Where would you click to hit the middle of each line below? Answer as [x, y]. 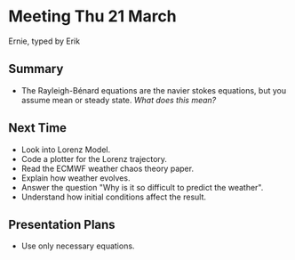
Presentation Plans [62, 224]
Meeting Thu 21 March [92, 16]
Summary [36, 69]
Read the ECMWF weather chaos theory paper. [108, 168]
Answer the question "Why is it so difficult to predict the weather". [142, 187]
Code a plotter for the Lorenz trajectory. [94, 158]
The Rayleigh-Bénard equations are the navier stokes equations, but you [153, 90]
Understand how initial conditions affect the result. [113, 197]
